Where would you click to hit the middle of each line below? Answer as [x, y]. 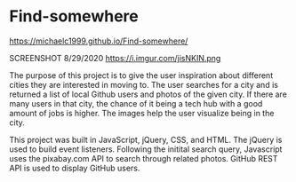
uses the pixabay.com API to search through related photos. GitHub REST [144, 158]
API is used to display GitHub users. [75, 168]
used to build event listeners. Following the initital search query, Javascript [146, 149]
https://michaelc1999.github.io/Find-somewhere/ [99, 41]
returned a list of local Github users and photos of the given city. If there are [148, 94]
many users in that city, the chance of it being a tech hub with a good [136, 103]
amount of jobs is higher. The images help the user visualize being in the [142, 113]
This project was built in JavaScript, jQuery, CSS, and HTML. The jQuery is [146, 139]
